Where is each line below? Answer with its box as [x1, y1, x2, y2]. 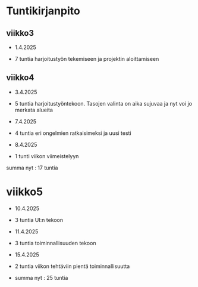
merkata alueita [14, 106, 54, 113]
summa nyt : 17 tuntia [6, 164, 58, 171]
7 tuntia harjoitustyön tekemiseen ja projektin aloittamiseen [14, 55, 159, 62]
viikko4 [6, 73, 34, 83]
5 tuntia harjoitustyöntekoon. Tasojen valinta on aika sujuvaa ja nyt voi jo [14, 100, 192, 107]
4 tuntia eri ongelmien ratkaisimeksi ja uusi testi [14, 129, 132, 137]
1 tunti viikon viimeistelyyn [14, 152, 79, 159]
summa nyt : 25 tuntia [14, 274, 68, 281]
